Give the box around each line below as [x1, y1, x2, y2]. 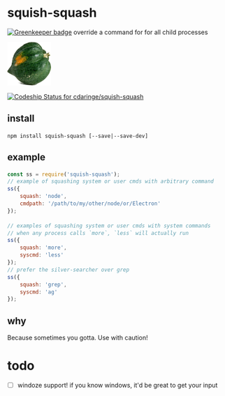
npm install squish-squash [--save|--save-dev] [7, 132, 149, 139]
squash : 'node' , [20, 193, 68, 200]
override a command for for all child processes [73, 28, 208, 36]
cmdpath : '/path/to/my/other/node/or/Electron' [20, 200, 161, 207]
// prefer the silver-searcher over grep [7, 266, 130, 273]
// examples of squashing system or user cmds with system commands [7, 222, 211, 229]
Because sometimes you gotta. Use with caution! [7, 333, 148, 342]
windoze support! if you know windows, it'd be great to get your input [17, 381, 218, 390]
